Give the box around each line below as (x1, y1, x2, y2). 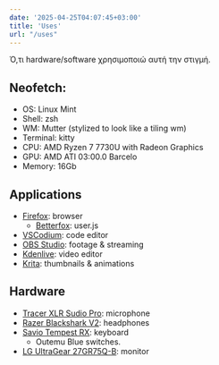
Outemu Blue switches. (35, 336, 122, 347)
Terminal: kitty (21, 132, 75, 143)
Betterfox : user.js (35, 220, 99, 231)
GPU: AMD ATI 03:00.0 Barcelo (21, 151, 138, 162)
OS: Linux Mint (21, 104, 77, 115)
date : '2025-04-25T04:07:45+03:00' (9, 13, 142, 22)
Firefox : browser (21, 211, 83, 221)
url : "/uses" (9, 30, 58, 38)
